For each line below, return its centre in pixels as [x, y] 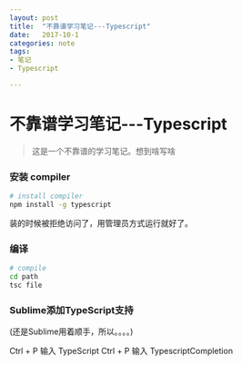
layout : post [34, 18]
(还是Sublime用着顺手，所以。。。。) [71, 331]
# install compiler [46, 196]
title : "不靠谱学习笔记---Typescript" [80, 26]
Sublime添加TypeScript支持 [71, 310]
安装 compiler [40, 176]
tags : [20, 52]
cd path [24, 277]
